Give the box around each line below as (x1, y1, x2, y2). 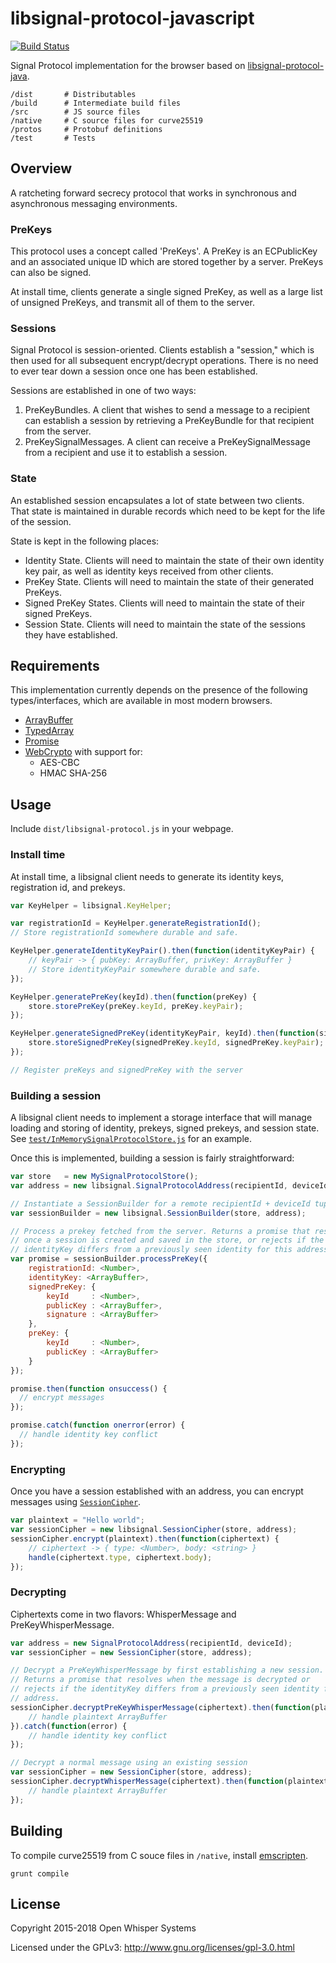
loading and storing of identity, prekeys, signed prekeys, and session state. (10, 1122, 320, 1134)
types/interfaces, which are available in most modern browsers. (10, 695, 273, 707)
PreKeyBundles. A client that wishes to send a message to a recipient (24, 404, 311, 416)
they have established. (24, 628, 118, 641)
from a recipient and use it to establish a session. (24, 447, 228, 459)
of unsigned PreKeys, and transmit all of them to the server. (10, 297, 255, 309)
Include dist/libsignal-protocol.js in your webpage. (10, 823, 234, 835)
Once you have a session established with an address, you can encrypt (10, 1485, 304, 1497)
